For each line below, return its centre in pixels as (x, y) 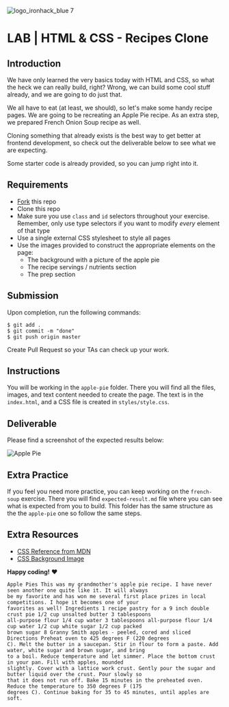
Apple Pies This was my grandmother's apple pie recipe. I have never (110, 584)
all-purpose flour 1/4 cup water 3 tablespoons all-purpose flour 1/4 (110, 620)
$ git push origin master (44, 337)
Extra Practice (38, 475)
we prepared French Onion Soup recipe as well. (74, 122)
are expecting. (27, 150)
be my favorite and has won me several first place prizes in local (107, 596)
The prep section (51, 274)
